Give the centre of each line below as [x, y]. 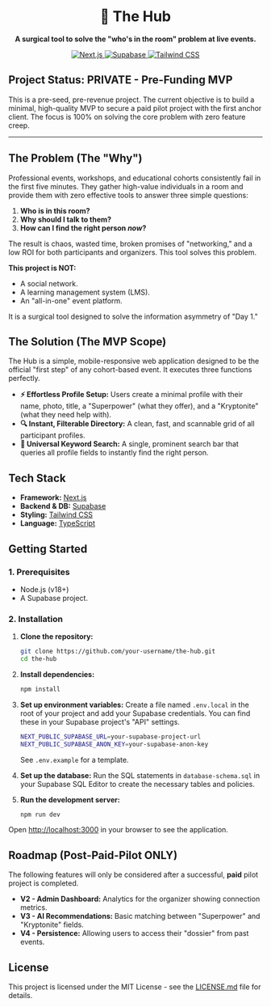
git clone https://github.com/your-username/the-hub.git [118, 652]
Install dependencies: [57, 674]
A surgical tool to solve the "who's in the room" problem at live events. [135, 39]
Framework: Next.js [53, 497]
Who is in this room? [55, 210]
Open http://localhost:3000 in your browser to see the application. [118, 830]
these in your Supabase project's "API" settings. [100, 721]
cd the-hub [38, 659]
